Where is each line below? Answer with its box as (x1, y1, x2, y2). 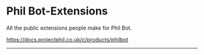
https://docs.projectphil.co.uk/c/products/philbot (6, 36, 129, 43)
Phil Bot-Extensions (6, 4, 108, 18)
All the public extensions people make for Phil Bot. (6, 24, 132, 31)
